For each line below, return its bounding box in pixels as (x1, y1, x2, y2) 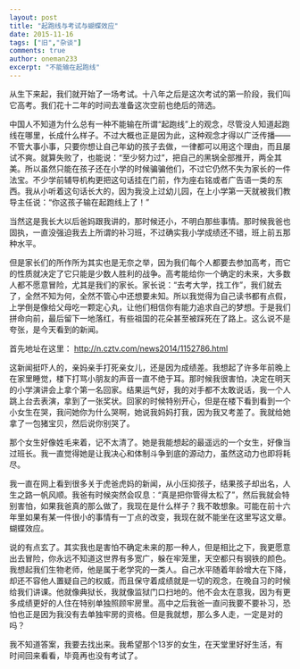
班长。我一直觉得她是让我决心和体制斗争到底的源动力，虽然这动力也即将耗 (16, 447, 291, 458)
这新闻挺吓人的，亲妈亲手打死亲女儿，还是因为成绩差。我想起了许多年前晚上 (9, 362, 291, 372)
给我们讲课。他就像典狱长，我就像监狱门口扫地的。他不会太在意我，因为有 (9, 586, 283, 597)
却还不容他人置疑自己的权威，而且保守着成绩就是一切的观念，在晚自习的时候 (9, 575, 291, 586)
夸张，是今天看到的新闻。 (9, 323, 104, 335)
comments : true (9, 46, 66, 55)
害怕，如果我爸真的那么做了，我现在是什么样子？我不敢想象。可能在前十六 (16, 500, 291, 511)
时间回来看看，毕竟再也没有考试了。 (9, 649, 143, 661)
